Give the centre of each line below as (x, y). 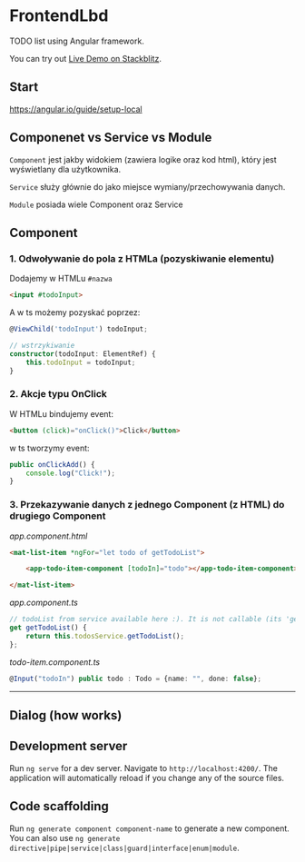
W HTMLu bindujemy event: (61, 413)
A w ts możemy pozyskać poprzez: (75, 312)
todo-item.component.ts (55, 662)
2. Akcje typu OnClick (58, 394)
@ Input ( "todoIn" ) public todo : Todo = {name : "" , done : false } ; (136, 679)
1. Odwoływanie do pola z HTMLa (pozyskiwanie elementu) (142, 258)
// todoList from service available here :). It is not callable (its (146, 619)
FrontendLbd (59, 16)
